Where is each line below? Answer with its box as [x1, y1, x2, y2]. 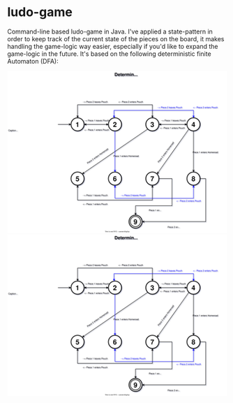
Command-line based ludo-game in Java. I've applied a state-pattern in [7, 27, 213, 36]
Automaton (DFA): [7, 57, 59, 65]
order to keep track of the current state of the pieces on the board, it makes [7, 34, 225, 43]
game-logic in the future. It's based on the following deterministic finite [7, 50, 211, 58]
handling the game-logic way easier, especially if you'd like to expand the [7, 42, 218, 50]
